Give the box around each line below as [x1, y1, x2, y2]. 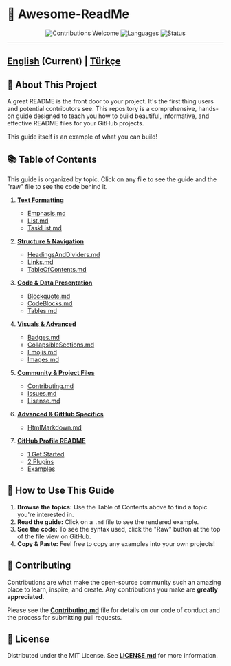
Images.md [27, 355, 60, 363]
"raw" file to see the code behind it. [7, 182, 108, 190]
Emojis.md [27, 347, 57, 356]
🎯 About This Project [7, 79, 98, 90]
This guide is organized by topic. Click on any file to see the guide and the [7, 175, 217, 183]
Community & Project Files [16, 368, 95, 376]
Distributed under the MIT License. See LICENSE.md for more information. [7, 652, 219, 660]
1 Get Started [27, 450, 65, 458]
